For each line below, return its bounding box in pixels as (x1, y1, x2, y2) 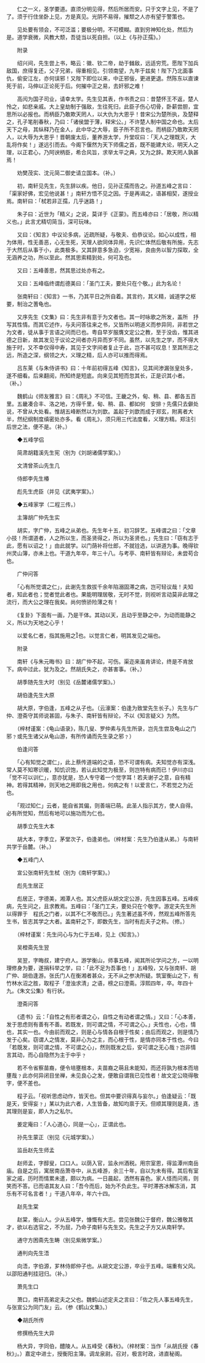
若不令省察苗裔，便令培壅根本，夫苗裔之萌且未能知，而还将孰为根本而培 (16, 1064, 199, 1071)
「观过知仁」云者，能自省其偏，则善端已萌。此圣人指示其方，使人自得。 (16, 802, 196, 809)
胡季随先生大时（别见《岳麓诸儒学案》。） (16, 679, 119, 685)
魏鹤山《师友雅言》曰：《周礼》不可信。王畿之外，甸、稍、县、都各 (16, 393, 185, 399)
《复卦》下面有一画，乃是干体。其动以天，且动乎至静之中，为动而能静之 (16, 612, 196, 618)
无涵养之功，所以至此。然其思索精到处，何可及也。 (6, 254, 135, 261)
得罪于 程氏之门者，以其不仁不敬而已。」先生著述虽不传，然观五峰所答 (11, 910, 191, 917)
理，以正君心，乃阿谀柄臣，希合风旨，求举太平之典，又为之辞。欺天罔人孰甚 (6, 149, 199, 156)
